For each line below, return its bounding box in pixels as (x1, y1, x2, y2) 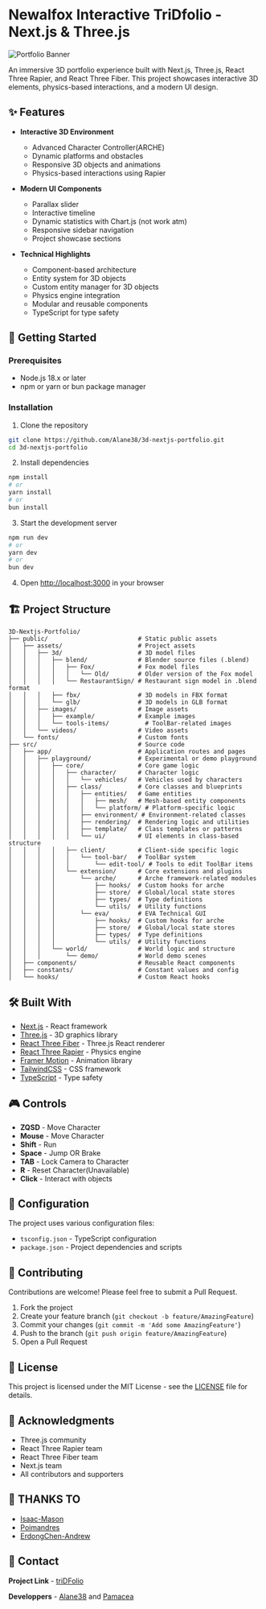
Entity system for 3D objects (31, 273, 126, 283)
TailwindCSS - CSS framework (19, 1064, 122, 1073)
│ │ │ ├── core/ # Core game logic (8, 762, 199, 770)
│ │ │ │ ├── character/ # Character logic (8, 769, 199, 777)
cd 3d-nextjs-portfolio (8, 443, 88, 452)
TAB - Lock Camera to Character (19, 1156, 129, 1166)
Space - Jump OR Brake (19, 1148, 101, 1157)
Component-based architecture (31, 264, 137, 275)
